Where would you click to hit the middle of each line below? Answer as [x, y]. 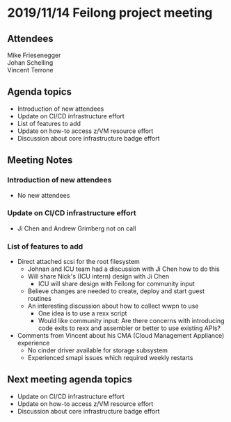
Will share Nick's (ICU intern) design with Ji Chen [98, 276]
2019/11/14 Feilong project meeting [110, 13]
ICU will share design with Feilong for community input [116, 284]
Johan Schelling [30, 63]
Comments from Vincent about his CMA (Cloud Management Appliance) [121, 336]
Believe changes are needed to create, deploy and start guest [116, 291]
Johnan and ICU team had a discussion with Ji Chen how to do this [124, 269]
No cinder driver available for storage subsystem [98, 350]
